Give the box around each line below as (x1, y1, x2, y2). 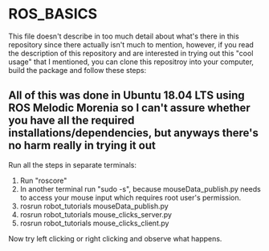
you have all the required (8, 114, 135, 128)
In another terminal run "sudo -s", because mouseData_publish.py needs (19, 184, 261, 193)
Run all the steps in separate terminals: (8, 160, 137, 169)
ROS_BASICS (8, 5, 98, 23)
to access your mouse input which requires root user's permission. (19, 192, 242, 202)
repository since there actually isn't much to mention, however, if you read (8, 39, 255, 49)
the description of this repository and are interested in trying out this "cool (8, 48, 254, 58)
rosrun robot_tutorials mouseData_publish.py (19, 201, 169, 211)
